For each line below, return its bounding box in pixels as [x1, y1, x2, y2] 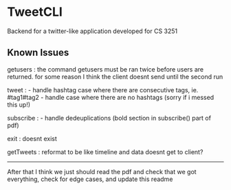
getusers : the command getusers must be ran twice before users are [7, 65, 204, 73]
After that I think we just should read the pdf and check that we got [7, 167, 197, 176]
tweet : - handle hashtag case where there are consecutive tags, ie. [7, 85, 199, 94]
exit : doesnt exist [7, 134, 57, 142]
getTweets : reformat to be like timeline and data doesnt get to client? [7, 147, 203, 156]
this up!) [7, 101, 31, 109]
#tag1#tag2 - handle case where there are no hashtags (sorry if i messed [7, 93, 214, 101]
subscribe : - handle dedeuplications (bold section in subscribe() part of [7, 114, 212, 122]
